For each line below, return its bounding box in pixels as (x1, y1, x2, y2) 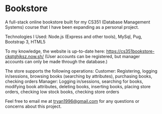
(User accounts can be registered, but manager (45, 53, 140, 59)
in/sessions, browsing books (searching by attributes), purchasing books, (5, 73, 152, 79)
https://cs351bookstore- (106, 48, 155, 54)
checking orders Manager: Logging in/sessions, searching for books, (5, 78, 144, 84)
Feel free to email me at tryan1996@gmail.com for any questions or (5, 98, 140, 104)
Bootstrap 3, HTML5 (5, 38, 46, 44)
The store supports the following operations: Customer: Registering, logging (5, 68, 158, 74)
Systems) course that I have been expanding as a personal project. (5, 24, 140, 30)
